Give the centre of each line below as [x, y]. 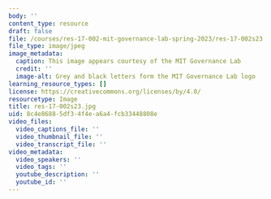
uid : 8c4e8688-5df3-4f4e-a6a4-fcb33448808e [83, 115]
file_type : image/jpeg [47, 46]
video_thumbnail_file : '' [60, 136]
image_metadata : [36, 54]
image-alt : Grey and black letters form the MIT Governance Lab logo [135, 76]
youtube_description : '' [58, 175]
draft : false [30, 31]
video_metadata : [36, 152]
